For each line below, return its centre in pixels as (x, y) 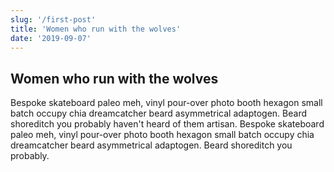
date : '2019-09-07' (51, 38)
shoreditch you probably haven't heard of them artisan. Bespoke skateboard (167, 124)
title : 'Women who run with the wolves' (96, 29)
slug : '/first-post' (53, 19)
